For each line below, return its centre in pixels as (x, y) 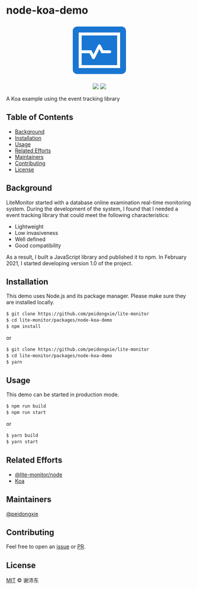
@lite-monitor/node (38, 475)
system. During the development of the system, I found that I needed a (92, 209)
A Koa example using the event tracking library (63, 98)
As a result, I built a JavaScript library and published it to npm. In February (96, 257)
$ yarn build (22, 436)
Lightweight (29, 227)
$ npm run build (26, 406)
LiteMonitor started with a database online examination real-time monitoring (98, 202)
